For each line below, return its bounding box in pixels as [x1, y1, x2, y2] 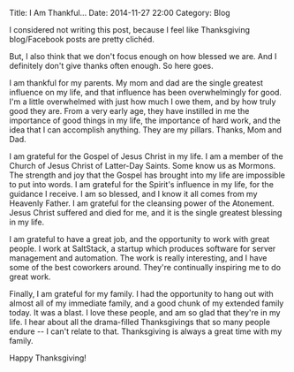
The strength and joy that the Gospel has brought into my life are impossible [9, 170, 285, 180]
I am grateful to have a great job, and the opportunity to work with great [9, 234, 270, 244]
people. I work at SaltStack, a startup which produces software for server [9, 243, 276, 254]
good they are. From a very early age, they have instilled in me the [9, 106, 250, 116]
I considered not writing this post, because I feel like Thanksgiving [9, 25, 250, 34]
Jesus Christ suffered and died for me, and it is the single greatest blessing [9, 208, 283, 217]
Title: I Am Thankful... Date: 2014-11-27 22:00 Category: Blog [9, 8, 231, 18]
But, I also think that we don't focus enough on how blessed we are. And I [9, 51, 277, 61]
